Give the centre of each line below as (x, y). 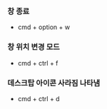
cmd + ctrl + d (39, 98)
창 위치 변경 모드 (34, 47)
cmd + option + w (44, 27)
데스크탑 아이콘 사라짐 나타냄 (54, 83)
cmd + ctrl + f (38, 63)
